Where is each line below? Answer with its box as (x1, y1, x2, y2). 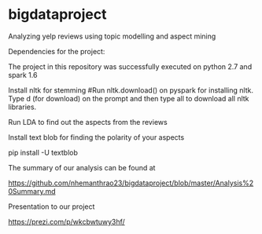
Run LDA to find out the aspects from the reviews (8, 117, 168, 126)
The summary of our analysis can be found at (8, 163, 156, 172)
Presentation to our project (8, 202, 95, 211)
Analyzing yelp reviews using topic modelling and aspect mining (8, 31, 216, 41)
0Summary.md (8, 186, 57, 196)
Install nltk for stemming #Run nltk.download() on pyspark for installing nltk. (8, 85, 254, 95)
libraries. (8, 102, 37, 112)
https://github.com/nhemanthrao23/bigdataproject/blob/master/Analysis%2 (8, 178, 254, 188)
